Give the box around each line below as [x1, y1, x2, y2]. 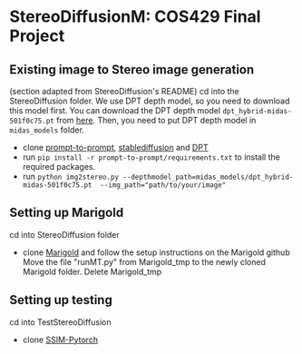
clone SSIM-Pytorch [22, 334, 98, 345]
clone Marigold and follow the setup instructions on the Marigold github [22, 247, 290, 258]
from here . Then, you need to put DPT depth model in [55, 115, 257, 125]
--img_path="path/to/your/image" [99, 181, 227, 190]
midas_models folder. [9, 124, 84, 135]
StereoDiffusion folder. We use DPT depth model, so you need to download [9, 95, 290, 106]
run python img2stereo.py [22, 171, 120, 182]
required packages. [22, 162, 96, 172]
